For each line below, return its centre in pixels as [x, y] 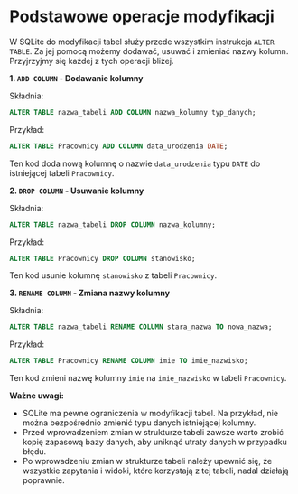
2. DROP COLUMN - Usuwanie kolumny [77, 191]
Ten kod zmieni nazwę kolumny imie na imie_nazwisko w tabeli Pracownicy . [148, 378]
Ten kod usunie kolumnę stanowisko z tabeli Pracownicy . [113, 275]
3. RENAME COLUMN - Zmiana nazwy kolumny [89, 293]
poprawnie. [43, 480]
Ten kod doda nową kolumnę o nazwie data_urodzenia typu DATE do [135, 163]
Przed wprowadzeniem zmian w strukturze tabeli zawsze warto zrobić [153, 433]
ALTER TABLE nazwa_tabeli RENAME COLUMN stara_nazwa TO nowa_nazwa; [141, 327]
